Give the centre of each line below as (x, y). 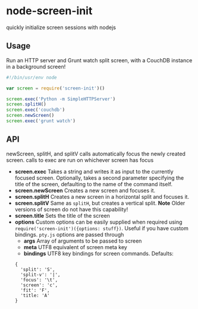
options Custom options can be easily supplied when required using (98, 222)
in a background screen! (36, 66)
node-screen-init (49, 11)
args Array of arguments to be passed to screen (83, 241)
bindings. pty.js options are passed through (69, 234)
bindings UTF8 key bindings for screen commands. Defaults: (98, 253)
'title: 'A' (35, 295)
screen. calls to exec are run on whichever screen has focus (80, 160)
